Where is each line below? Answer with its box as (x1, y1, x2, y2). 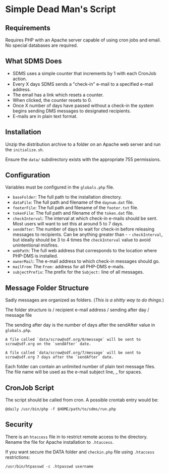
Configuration (5, 171, 50, 180)
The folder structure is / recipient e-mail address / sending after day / (5, 307, 150, 313)
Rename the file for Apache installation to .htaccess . (5, 439, 114, 445)
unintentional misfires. (12, 242, 59, 248)
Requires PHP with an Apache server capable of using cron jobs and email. (5, 37, 161, 43)
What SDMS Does (5, 57, 62, 66)
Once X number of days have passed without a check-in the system (12, 102, 154, 108)
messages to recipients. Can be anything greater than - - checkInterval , (12, 231, 163, 238)
